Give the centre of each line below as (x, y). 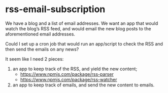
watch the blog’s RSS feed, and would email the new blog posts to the (78, 28)
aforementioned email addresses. (40, 34)
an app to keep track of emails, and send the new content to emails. (83, 85)
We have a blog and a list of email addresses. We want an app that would (82, 23)
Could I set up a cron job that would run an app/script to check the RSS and (84, 43)
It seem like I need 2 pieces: (35, 59)
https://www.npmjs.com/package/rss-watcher (69, 79)
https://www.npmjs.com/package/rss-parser (67, 74)
